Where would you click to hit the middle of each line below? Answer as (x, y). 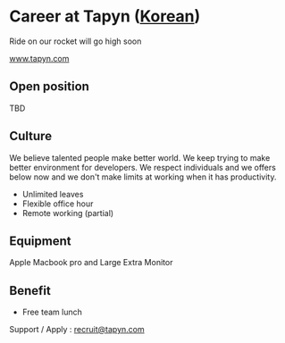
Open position (49, 87)
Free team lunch (52, 312)
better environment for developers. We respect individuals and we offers (143, 167)
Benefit (30, 291)
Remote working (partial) (68, 213)
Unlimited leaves (53, 194)
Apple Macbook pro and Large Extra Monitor (91, 263)
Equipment (40, 241)
